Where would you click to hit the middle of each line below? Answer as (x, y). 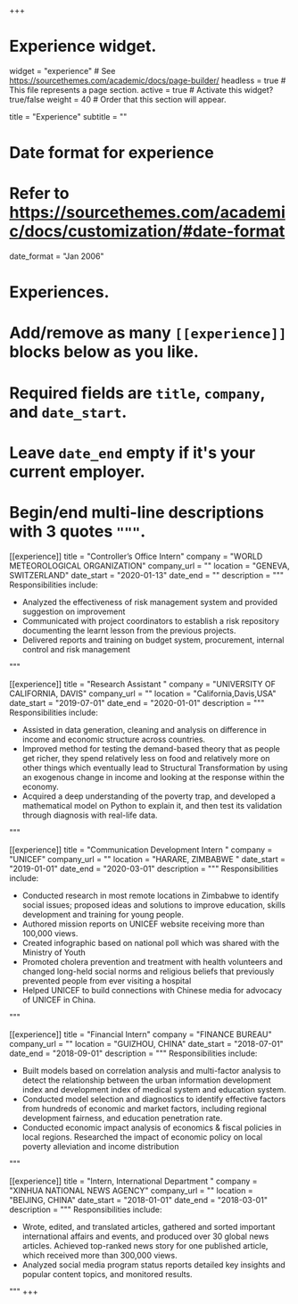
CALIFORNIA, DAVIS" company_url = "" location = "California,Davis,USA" (143, 694)
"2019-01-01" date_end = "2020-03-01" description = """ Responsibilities (144, 868)
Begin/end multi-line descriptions (137, 512)
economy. (41, 786)
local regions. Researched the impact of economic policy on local (142, 1137)
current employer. (77, 472)
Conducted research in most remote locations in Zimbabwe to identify (150, 895)
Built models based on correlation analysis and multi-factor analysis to (151, 1070)
